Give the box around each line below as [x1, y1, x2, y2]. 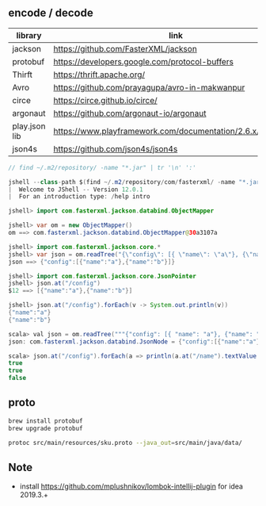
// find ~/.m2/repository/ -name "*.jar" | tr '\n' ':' [8, 163, 196, 171]
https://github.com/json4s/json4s [53, 143, 178, 154]
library [16, 29, 42, 40]
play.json [12, 121, 46, 132]
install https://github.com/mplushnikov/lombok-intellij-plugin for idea [19, 481, 244, 491]
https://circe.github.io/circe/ [53, 94, 158, 105]
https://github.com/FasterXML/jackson [53, 43, 198, 54]
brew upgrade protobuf [8, 424, 83, 432]
